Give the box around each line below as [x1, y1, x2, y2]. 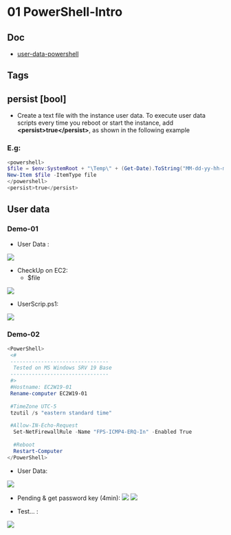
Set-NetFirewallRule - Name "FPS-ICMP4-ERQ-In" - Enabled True [13, 428, 192, 436]
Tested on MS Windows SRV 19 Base [13, 364, 112, 372]
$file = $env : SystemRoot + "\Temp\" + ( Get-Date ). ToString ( [7, 165, 184, 172]
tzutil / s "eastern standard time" [10, 409, 112, 417]
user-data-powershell [16, 50, 79, 58]
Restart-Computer [13, 448, 63, 454]
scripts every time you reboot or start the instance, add [16, 118, 174, 127]
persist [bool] [7, 93, 67, 105]
